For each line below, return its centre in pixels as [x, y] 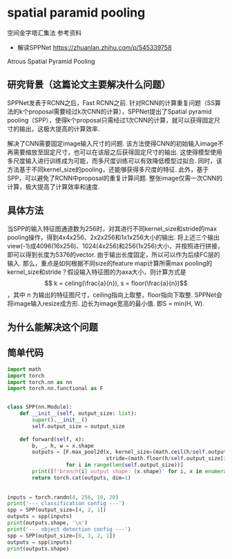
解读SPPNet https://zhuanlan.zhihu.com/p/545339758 [94, 47]
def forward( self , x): [52, 439]
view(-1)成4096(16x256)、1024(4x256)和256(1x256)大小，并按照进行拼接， [115, 246]
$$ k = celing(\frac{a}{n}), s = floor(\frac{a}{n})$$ [116, 283]
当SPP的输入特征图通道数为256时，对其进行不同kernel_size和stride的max [112, 228]
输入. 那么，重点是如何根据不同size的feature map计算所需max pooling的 [110, 263]
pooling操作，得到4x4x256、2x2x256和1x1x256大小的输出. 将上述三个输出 [113, 237]
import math [24, 369]
